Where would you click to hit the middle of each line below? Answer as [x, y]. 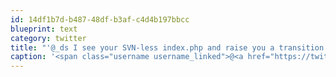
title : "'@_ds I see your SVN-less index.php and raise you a [142, 47]
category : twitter [48, 38]
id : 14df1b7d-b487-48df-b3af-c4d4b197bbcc [100, 19]
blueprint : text [44, 29]
